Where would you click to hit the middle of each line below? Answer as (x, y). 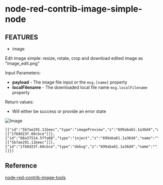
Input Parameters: (23, 73)
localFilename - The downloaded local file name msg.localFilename (80, 87)
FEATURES (22, 37)
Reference (21, 166)
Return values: (19, 102)
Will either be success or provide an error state (59, 111)
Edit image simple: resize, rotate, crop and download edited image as (74, 58)
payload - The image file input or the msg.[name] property (70, 82)
